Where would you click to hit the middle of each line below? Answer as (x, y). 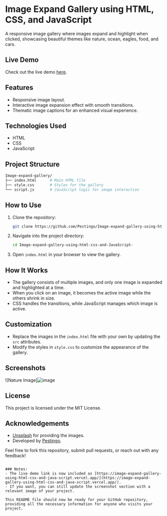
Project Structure (32, 164)
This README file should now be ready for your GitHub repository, (77, 500)
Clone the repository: (34, 217)
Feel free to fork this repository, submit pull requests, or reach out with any (82, 451)
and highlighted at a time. (38, 287)
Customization (29, 325)
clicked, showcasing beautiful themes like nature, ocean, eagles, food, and (82, 39)
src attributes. (27, 342)
